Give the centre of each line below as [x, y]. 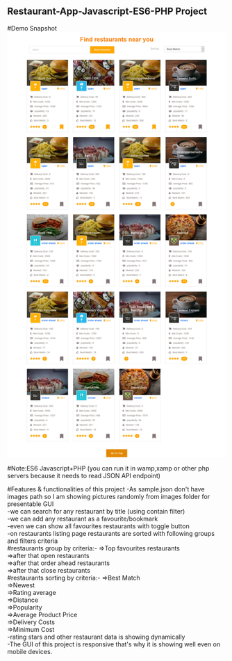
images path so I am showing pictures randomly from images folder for [109, 497]
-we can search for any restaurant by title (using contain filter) [96, 512]
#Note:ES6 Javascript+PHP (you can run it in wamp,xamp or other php [108, 468]
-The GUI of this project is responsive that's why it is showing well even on [114, 644]
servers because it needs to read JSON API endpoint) [84, 476]
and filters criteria [33, 541]
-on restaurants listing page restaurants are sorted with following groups [111, 534]
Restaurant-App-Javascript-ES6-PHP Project [107, 11]
